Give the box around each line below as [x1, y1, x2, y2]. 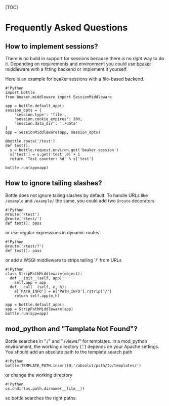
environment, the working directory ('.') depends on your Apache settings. [5, 343, 159, 349]
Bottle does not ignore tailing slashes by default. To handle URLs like [5, 192, 148, 198]
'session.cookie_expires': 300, [14, 117, 82, 122]
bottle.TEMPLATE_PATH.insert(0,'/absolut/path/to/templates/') [5, 363, 142, 368]
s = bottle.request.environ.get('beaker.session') [10, 147, 119, 153]
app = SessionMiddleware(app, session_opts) [5, 130, 101, 135]
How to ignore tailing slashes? [5, 179, 102, 187]
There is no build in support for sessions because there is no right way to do [5, 56, 164, 61]
